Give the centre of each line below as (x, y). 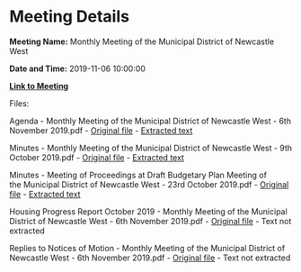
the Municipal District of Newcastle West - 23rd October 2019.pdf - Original (149, 184)
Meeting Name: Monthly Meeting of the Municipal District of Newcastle (142, 41)
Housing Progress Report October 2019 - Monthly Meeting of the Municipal (148, 211)
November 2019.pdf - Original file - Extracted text (101, 130)
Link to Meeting (39, 86)
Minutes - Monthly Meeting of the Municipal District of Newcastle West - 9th (151, 148)
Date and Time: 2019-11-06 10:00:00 (78, 68)
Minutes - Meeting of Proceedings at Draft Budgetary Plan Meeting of (138, 175)
